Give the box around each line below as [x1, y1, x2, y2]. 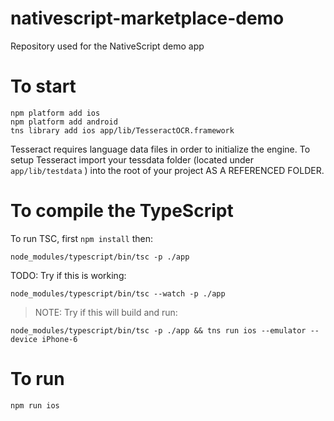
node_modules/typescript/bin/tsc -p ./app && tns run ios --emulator [10, 325, 307, 336]
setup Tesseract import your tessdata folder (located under [10, 153, 255, 166]
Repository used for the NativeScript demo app [10, 40, 205, 52]
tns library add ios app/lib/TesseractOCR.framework [10, 125, 235, 136]
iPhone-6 [41, 334, 78, 344]
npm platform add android [10, 117, 118, 127]
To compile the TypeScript [10, 200, 234, 222]
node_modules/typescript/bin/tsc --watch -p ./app [10, 288, 226, 299]
